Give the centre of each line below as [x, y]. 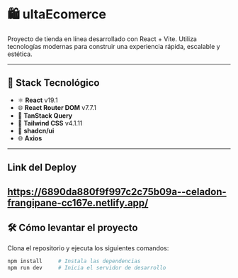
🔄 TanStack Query [45, 116]
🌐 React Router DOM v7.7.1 [57, 107]
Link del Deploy [42, 168]
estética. [20, 54]
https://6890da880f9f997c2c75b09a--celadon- [117, 192]
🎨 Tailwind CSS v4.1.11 [50, 123]
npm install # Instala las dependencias [74, 261]
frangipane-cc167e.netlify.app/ [78, 202]
